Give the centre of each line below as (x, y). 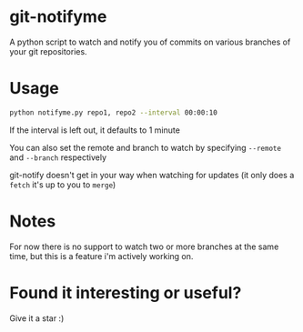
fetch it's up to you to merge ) (63, 185)
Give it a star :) (37, 318)
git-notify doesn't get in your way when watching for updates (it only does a (152, 175)
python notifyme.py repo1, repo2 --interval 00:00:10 (114, 112)
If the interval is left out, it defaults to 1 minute (95, 130)
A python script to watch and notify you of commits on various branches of (150, 42)
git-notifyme (58, 17)
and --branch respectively (58, 157)
